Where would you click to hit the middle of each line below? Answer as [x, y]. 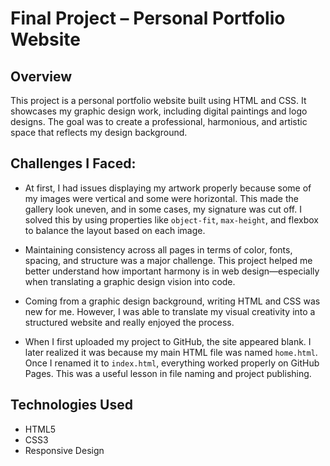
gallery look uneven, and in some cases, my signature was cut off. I [163, 209]
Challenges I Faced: [73, 163]
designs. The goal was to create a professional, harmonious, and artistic [159, 121]
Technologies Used [71, 405]
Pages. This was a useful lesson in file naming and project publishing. [168, 373]
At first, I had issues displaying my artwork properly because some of [168, 188]
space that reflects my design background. [99, 132]
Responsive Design [64, 450]
